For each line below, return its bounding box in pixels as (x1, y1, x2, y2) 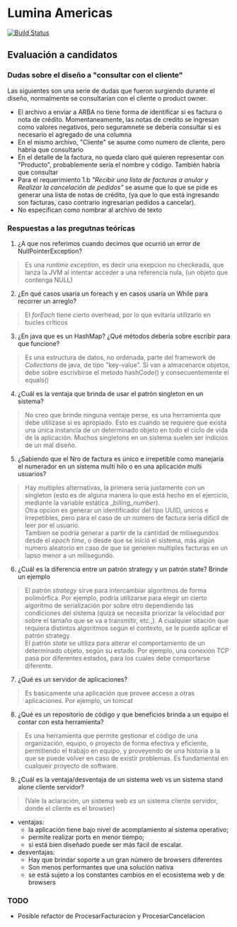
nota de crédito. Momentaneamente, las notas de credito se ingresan (17, 115, 219, 123)
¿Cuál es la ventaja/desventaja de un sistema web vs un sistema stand (17, 775, 224, 784)
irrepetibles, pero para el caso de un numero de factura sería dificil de (24, 513, 229, 522)
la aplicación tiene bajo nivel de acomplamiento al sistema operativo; (28, 825, 229, 833)
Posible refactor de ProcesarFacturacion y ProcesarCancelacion (17, 912, 205, 921)
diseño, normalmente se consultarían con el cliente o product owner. (7, 94, 207, 102)
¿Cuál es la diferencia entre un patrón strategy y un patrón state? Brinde (17, 565, 229, 573)
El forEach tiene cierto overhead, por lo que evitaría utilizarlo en (24, 310, 211, 319)
